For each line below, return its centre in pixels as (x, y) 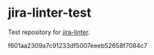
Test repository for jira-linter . (49, 32)
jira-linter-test (49, 13)
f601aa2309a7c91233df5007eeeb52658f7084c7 (78, 45)
